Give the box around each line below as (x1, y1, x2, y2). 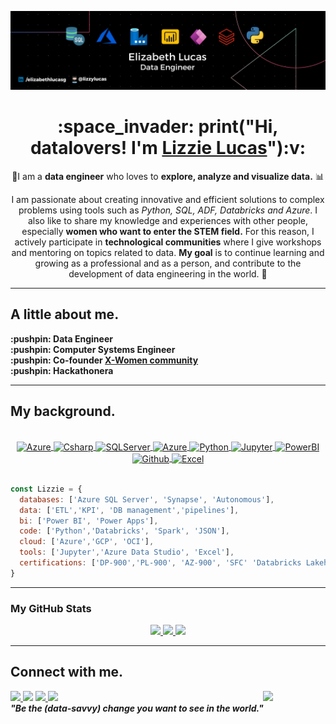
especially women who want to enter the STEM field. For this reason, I (21, 225, 315, 237)
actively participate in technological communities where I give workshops (14, 236, 322, 248)
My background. (10, 403, 116, 420)
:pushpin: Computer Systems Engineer (10, 343, 176, 355)
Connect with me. (10, 664, 124, 681)
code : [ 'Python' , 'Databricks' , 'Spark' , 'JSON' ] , (19, 526, 230, 536)
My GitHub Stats (10, 601, 92, 615)
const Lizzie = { (10, 484, 83, 494)
